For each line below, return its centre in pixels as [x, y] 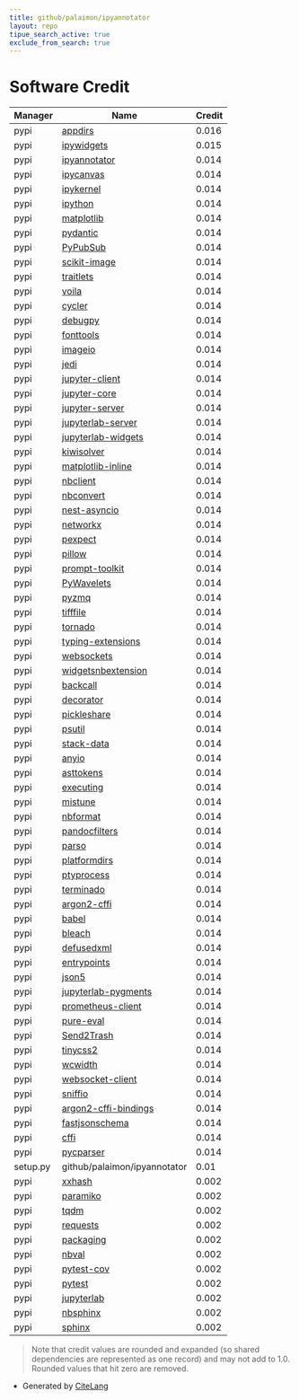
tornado [79, 627]
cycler [75, 306]
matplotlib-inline [97, 466]
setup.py [32, 1167]
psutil [73, 729]
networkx [82, 524]
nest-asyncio [90, 510]
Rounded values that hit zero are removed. [110, 1369]
